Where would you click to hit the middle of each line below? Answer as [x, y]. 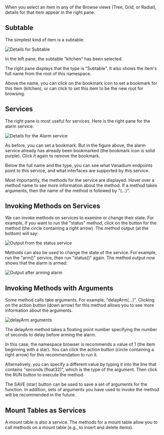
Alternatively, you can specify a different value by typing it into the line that [81, 365]
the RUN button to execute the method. [45, 375]
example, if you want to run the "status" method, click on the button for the [81, 223]
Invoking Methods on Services [53, 206]
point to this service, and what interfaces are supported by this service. [77, 170]
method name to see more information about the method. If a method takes [81, 185]
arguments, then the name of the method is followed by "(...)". [68, 190]
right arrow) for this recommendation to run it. [52, 355]
